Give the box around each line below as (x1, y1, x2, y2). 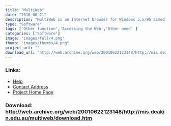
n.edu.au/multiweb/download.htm (5, 114, 93, 121)
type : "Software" (5, 21, 42, 27)
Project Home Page (12, 89, 53, 95)
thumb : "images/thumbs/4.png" (5, 41, 70, 46)
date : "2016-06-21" (5, 12, 47, 17)
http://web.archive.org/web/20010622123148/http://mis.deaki (5, 108, 165, 115)
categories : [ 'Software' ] (5, 31, 60, 36)
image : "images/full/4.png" (5, 36, 65, 41)
